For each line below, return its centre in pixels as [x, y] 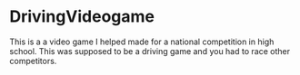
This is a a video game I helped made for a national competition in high [142, 42]
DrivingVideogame [82, 17]
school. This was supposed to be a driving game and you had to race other [150, 51]
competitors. [33, 61]
